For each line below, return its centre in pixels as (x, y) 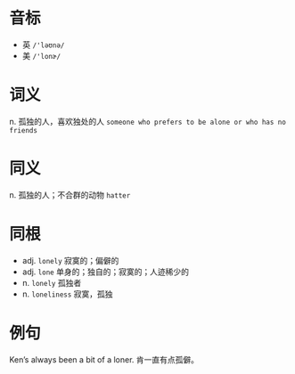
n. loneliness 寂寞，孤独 (67, 294)
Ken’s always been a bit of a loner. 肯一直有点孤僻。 (104, 359)
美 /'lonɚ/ (41, 55)
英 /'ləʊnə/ (43, 45)
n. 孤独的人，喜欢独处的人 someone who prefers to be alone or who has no (148, 121)
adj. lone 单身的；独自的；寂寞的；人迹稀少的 (106, 272)
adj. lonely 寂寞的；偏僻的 (70, 260)
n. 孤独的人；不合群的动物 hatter (70, 195)
